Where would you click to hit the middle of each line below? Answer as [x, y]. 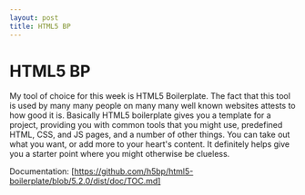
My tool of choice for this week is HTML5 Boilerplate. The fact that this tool [150, 96]
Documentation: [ [42, 171]
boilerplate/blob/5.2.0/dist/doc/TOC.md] [85, 181]
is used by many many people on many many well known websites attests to [152, 106]
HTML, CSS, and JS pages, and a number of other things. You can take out [150, 135]
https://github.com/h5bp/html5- [134, 171]
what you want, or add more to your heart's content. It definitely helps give [149, 144]
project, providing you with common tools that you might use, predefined [146, 125]
